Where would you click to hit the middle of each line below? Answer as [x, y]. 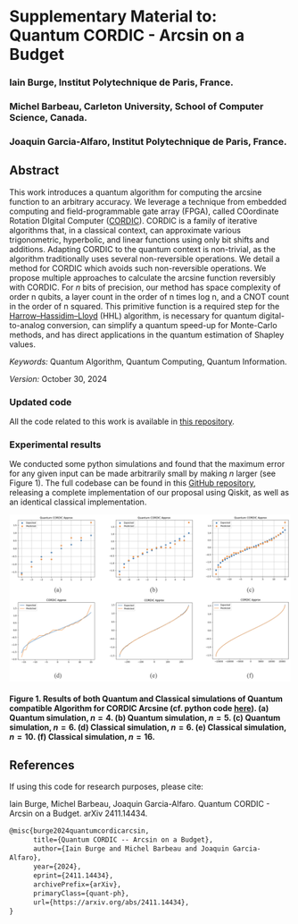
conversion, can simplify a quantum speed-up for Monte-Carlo [162, 325]
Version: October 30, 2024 [58, 378]
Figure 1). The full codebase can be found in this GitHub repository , [132, 483]
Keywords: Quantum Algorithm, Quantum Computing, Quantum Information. [148, 361]
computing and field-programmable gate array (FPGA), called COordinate [144, 211]
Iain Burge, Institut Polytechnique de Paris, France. [121, 82]
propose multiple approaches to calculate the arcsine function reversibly [143, 277]
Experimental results [55, 445]
